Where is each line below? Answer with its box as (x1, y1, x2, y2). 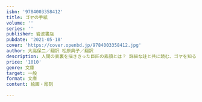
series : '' (6, 25, 34, 32)
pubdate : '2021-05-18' (6, 37, 63, 43)
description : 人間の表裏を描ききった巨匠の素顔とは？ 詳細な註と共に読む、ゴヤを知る (6, 53, 197, 59)
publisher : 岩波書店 (6, 31, 54, 37)
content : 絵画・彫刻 (6, 82, 53, 88)
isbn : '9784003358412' (6, 8, 63, 15)
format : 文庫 (6, 76, 37, 82)
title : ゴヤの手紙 (6, 14, 48, 20)
